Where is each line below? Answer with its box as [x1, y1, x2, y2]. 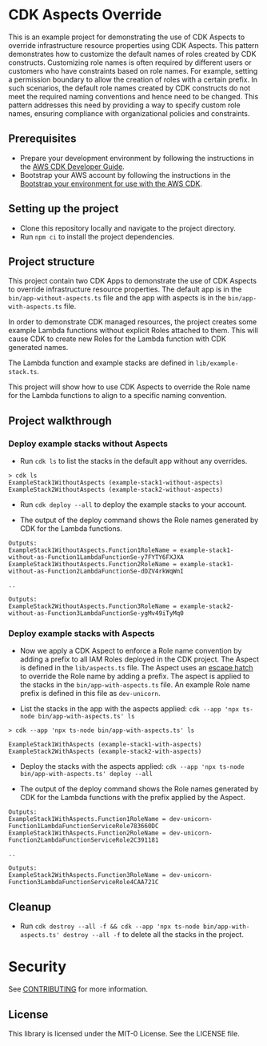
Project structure [8, 255, 95, 268]
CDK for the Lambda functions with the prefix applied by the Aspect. [19, 793, 245, 803]
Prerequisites [8, 132, 77, 146]
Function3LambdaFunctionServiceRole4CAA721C [8, 879, 159, 887]
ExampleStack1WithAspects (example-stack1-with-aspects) [8, 741, 202, 749]
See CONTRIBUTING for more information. [8, 984, 149, 994]
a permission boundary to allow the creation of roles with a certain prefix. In [8, 74, 258, 84]
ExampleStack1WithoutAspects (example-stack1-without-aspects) [8, 479, 224, 487]
